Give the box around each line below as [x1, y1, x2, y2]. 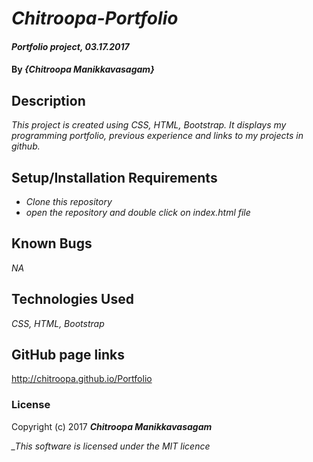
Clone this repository [25, 196, 113, 207]
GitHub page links [11, 347, 125, 364]
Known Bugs [11, 235, 93, 252]
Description [11, 92, 86, 109]
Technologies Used [11, 291, 134, 308]
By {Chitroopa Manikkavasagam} [11, 63, 155, 76]
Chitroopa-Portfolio [11, 7, 179, 30]
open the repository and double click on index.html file [25, 207, 251, 218]
